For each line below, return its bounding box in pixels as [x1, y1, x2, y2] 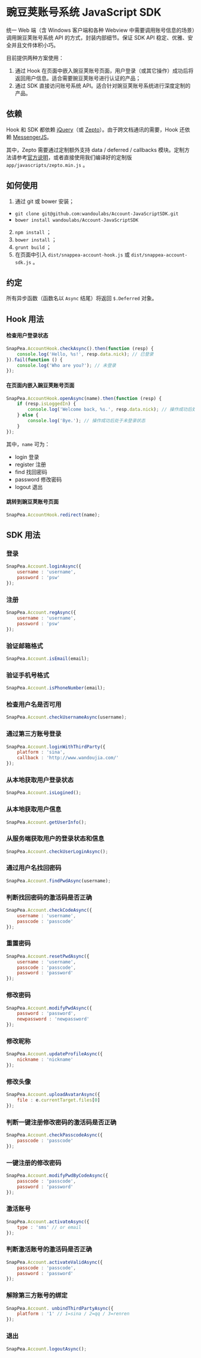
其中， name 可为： [6, 440, 50, 447]
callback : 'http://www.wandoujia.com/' [17, 755, 119, 761]
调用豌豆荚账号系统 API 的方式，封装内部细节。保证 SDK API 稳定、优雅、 [6, 34, 188, 41]
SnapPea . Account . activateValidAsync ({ [6, 1259, 103, 1265]
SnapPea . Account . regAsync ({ [6, 610, 77, 616]
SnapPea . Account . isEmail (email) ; [6, 656, 90, 662]
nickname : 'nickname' [17, 1056, 74, 1063]
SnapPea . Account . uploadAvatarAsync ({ [6, 1091, 100, 1098]
